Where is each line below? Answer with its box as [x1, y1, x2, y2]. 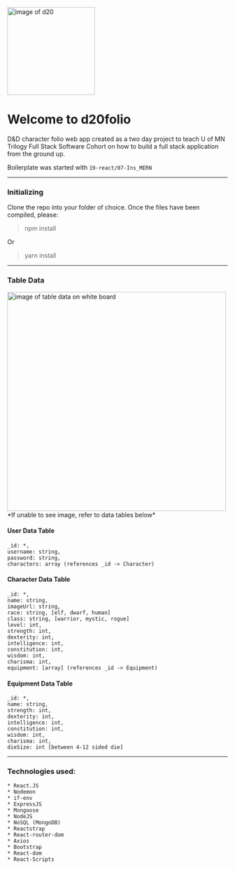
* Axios [7, 838, 30, 845]
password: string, [7, 554, 61, 562]
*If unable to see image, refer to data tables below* [7, 510, 156, 519]
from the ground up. [7, 149, 65, 158]
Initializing [7, 187, 44, 197]
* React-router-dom [7, 831, 64, 838]
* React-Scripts [7, 856, 55, 863]
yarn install [24, 252, 57, 260]
